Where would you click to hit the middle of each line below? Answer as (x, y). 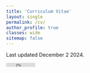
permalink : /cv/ (26, 22)
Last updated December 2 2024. (45, 55)
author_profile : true (32, 28)
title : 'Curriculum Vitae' (39, 11)
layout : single (25, 17)
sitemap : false (25, 38)
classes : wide (23, 33)
